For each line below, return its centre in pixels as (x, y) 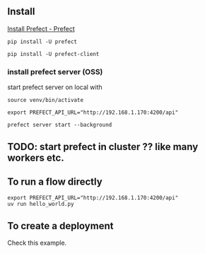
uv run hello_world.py (41, 204)
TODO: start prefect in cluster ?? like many (103, 147)
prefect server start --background (60, 125)
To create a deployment (60, 226)
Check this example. (37, 243)
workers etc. (36, 157)
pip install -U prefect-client (53, 54)
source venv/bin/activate (45, 100)
